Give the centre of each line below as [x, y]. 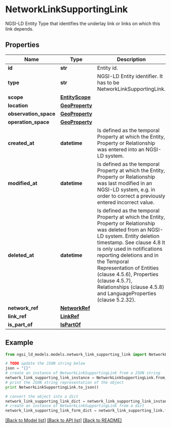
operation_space [29, 122]
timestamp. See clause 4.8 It [131, 242]
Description [131, 59]
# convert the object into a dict [42, 396]
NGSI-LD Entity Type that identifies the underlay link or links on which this [83, 23]
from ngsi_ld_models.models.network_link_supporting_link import [76, 354]
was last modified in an [125, 183]
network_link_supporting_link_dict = [45, 401]
